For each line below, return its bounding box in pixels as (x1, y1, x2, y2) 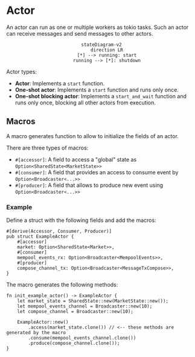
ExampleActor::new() (17, 319, 69, 326)
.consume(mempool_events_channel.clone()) (28, 335, 136, 341)
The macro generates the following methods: (6, 281, 118, 288)
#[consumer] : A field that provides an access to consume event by (14, 168, 179, 175)
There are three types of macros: (6, 144, 89, 151)
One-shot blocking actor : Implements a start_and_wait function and (14, 92, 187, 100)
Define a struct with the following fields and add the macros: (6, 216, 156, 224)
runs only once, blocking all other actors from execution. (14, 99, 156, 106)
